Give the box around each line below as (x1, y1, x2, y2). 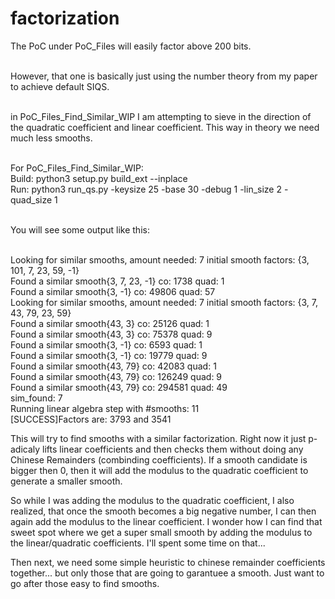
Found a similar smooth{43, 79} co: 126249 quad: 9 (10, 370, 223, 382)
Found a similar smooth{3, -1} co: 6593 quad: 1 (10, 338, 203, 351)
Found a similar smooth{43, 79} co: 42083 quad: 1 (10, 360, 217, 372)
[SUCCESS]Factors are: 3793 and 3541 (10, 413, 172, 425)
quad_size (10, 193, 53, 206)
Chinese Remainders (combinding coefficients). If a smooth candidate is (10, 453, 308, 466)
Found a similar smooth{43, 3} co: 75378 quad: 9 (10, 328, 213, 340)
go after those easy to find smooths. (10, 577, 160, 589)
